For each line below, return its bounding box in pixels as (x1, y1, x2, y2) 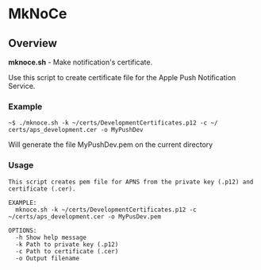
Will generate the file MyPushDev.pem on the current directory (8, 140, 213, 149)
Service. (8, 81, 36, 91)
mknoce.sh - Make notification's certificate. (8, 57, 153, 67)
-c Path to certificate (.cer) (15, 247, 119, 255)
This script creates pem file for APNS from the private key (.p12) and (8, 178, 254, 186)
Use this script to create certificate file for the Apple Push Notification (8, 73, 236, 82)
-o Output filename (15, 254, 80, 262)
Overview (8, 37, 58, 50)
